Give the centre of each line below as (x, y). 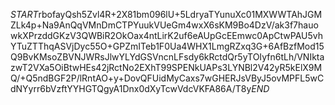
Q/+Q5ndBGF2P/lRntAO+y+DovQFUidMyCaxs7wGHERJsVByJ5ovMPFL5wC (167, 78)
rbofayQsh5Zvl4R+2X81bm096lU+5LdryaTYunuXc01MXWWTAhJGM (180, 14)
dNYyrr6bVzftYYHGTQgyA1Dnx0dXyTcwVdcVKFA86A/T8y (131, 88)
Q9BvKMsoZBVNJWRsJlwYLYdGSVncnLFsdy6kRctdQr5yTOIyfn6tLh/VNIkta (167, 57)
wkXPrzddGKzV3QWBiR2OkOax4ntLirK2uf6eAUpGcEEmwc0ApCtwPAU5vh (167, 35)
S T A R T (24, 14)
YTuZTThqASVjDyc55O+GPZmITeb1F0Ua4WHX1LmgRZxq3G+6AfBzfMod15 (167, 46)
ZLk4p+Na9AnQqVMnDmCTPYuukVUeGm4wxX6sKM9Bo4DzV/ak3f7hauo (164, 25)
